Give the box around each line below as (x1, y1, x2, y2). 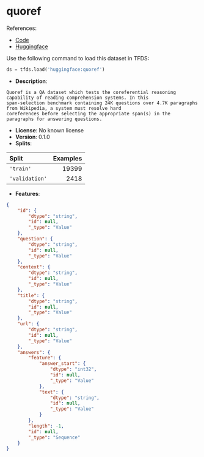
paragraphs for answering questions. (6, 116, 103, 122)
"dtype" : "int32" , (49, 366, 97, 373)
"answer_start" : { (38, 361, 86, 367)
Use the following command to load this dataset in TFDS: (6, 54, 150, 62)
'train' (9, 165, 32, 172)
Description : (15, 77, 48, 85)
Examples (53, 154, 82, 162)
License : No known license (15, 126, 84, 134)
